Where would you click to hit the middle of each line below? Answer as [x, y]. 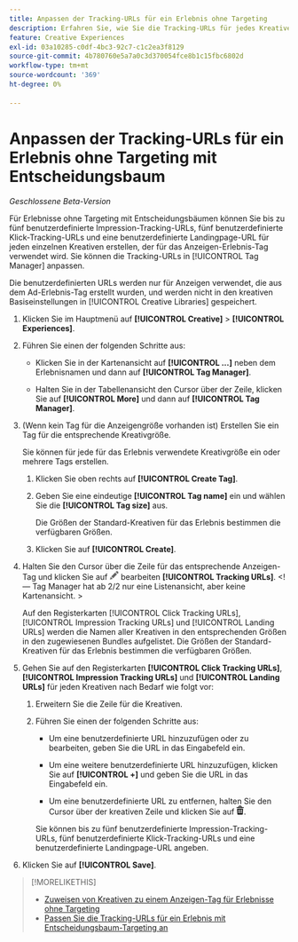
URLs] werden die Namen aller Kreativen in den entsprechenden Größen [154, 631]
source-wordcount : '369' [55, 75]
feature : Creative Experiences [67, 37]
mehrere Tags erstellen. [65, 461]
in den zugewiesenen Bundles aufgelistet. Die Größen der [127, 641]
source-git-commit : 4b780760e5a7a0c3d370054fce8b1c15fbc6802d [126, 56]
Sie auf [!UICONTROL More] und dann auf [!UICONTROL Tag [147, 399]
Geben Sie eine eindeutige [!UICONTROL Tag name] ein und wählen [160, 495]
